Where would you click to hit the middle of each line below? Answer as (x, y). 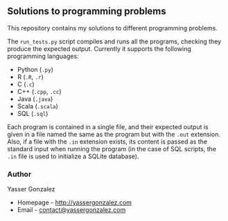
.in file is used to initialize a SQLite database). (73, 156)
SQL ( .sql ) (33, 113)
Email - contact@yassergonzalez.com (71, 210)
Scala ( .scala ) (38, 106)
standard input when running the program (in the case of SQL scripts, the (112, 148)
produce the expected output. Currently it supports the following (99, 48)
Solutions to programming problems (87, 11)
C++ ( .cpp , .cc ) (39, 91)
